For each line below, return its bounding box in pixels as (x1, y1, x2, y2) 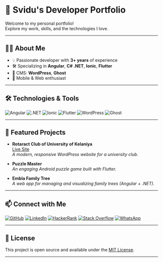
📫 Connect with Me (5, 200, 66, 208)
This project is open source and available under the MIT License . (5, 247, 135, 252)
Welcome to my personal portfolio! (5, 20, 74, 26)
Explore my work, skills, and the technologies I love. (5, 25, 109, 31)
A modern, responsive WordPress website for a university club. (12, 152, 139, 157)
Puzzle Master (12, 161, 42, 167)
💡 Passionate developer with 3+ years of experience (12, 57, 118, 63)
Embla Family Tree (12, 175, 50, 181)
